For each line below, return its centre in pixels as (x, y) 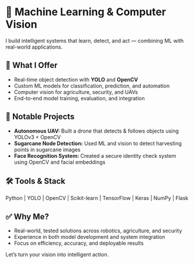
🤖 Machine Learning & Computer (86, 12)
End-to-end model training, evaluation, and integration (79, 98)
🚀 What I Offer (32, 65)
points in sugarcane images (47, 150)
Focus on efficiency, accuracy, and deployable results (79, 243)
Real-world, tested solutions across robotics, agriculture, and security (98, 231)
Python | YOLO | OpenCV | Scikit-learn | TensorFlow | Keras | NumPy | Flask (97, 198)
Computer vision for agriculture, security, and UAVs (76, 92)
